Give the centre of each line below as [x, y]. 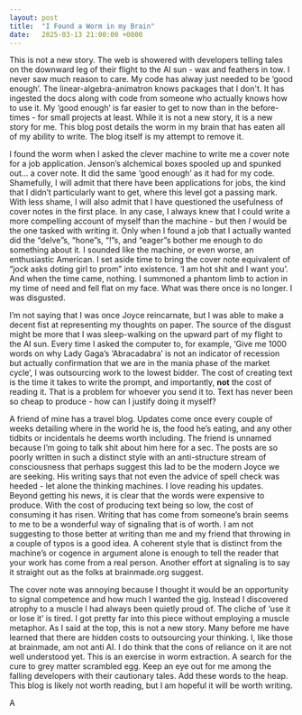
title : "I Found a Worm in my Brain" [82, 26]
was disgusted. [37, 298]
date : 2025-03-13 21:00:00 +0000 [76, 34]
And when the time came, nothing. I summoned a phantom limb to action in [149, 279]
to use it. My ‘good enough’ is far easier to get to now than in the [129, 108]
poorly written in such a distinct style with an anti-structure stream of [138, 457]
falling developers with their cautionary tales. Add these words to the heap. [149, 676]
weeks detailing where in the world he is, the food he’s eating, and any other [151, 428]
